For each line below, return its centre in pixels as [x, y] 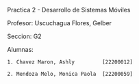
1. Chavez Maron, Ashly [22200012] [70, 62]
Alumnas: [21, 50]
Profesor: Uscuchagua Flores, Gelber [59, 23]
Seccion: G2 [25, 36]
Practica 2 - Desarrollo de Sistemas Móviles [69, 10]
